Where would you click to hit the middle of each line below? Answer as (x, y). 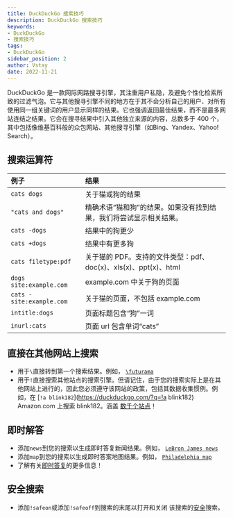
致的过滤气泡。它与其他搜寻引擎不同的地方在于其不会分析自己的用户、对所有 (116, 101)
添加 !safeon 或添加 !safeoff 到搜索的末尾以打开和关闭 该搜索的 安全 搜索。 (120, 507)
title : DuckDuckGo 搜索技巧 (46, 14)
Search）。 (22, 135)
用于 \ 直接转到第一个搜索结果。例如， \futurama (85, 371)
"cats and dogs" (37, 212)
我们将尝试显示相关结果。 (140, 218)
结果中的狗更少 (109, 231)
